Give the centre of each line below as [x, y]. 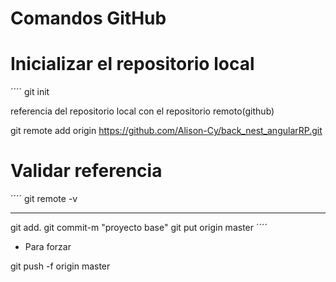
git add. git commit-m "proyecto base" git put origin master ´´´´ [139, 228]
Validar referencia [86, 171]
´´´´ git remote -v [44, 199]
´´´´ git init [30, 92]
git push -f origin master [60, 266]
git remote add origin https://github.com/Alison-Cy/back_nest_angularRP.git [166, 131]
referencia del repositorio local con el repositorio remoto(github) [142, 111]
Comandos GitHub [88, 18]
